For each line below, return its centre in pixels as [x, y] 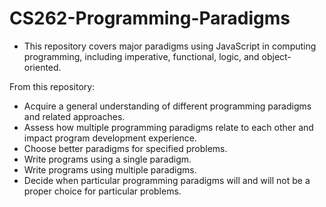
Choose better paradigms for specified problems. [125, 148]
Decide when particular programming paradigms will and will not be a [167, 180]
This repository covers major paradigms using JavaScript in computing [170, 46]
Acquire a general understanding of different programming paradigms [167, 106]
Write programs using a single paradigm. [107, 159]
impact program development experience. [110, 138]
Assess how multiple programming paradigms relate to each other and [168, 127]
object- [276, 56]
